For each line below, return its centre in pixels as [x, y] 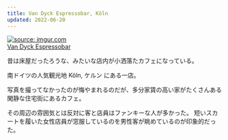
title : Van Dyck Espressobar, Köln [58, 13]
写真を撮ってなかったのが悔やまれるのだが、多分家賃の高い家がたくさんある [115, 89]
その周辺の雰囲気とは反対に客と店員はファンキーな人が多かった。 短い [106, 113]
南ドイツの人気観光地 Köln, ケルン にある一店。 [73, 75]
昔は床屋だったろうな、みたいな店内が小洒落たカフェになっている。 [102, 60]
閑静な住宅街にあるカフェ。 [46, 98]
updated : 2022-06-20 [37, 20]
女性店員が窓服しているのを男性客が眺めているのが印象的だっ [129, 121]
